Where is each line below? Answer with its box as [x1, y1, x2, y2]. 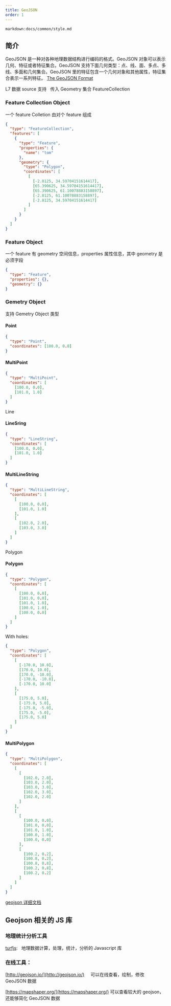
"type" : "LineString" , [10, 436, 58, 442]
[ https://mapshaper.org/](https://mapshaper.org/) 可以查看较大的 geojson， [5, 989, 164, 995]
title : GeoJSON [5, 7, 38, 13]
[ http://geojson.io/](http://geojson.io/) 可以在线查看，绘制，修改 [5, 972, 144, 978]
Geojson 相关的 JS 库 [5, 915, 72, 924]
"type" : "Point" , [10, 339, 47, 344]
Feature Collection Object [5, 99, 70, 106]
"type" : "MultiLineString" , [10, 487, 70, 493]
